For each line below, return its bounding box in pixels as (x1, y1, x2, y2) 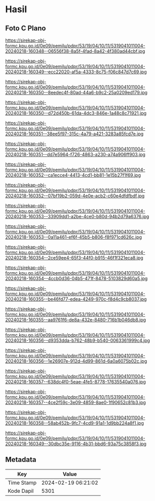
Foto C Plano (5, 24, 46, 33)
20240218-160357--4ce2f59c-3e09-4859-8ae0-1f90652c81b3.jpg (5, 399, 146, 405)
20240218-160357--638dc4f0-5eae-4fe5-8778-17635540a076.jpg (5, 379, 146, 385)
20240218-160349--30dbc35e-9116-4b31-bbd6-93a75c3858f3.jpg (5, 441, 147, 447)
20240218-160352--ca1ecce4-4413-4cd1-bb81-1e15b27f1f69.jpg (5, 172, 141, 178)
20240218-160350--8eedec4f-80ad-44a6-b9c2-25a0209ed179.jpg (5, 90, 148, 95)
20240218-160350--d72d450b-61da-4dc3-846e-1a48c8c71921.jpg (5, 110, 147, 116)
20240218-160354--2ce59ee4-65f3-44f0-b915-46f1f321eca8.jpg (5, 255, 143, 260)
